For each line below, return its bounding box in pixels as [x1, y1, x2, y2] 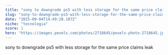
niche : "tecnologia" [5, 21, 48, 26]
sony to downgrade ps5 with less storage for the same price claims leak [5, 44, 153, 50]
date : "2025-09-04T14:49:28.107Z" [5, 16, 77, 21]
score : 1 [5, 26, 23, 31]
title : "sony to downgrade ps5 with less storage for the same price [5, 7, 153, 12]
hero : [5, 30, 16, 35]
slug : [5, 12, 16, 17]
